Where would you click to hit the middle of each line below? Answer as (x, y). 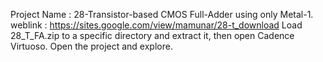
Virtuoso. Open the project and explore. (91, 46)
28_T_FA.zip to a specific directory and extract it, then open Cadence (152, 35)
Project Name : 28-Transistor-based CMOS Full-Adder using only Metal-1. (162, 14)
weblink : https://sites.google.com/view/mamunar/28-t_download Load (156, 25)
